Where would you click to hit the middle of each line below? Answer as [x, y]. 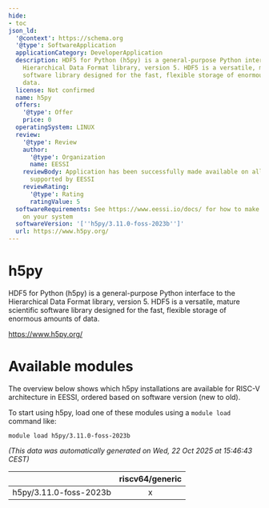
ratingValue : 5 [55, 202]
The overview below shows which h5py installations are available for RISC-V [134, 388]
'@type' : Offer [48, 113]
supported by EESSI [62, 180]
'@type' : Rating [56, 194]
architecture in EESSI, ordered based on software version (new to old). [124, 397]
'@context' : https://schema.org [70, 38]
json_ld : [23, 30]
